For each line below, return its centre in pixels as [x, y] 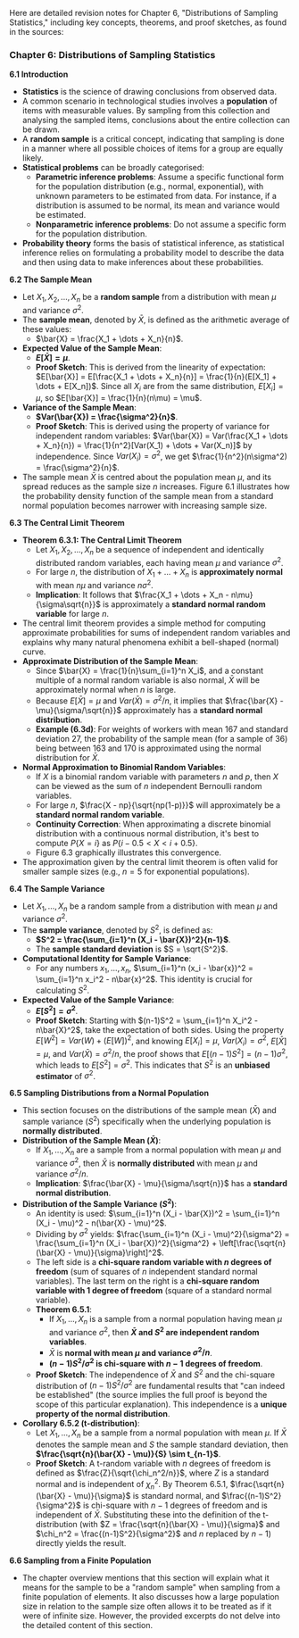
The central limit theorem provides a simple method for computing [144, 623]
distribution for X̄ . [67, 757]
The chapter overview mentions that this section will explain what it [145, 1577]
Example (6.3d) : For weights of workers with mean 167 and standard [162, 729]
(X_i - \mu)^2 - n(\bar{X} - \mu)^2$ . [101, 1223]
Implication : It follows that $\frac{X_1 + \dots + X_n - [132, 595]
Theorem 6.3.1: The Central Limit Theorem [102, 540]
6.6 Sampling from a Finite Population [80, 1560]
